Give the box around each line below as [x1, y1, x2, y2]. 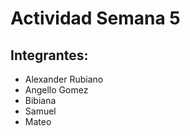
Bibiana [24, 95, 57, 106]
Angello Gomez [24, 84, 89, 96]
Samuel [24, 105, 57, 117]
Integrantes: [10, 47, 89, 64]
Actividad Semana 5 [10, 7, 181, 30]
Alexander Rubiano [24, 73, 104, 85]
